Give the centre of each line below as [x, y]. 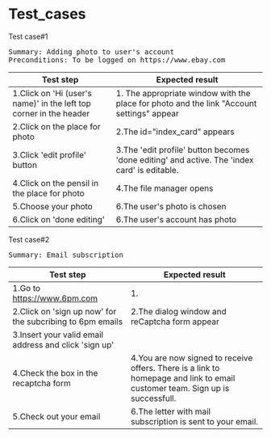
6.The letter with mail [171, 411]
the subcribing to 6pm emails [68, 322]
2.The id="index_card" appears [175, 132]
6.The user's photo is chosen [171, 206]
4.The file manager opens [165, 188]
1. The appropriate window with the [183, 93]
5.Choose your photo [52, 206]
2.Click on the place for [56, 126]
